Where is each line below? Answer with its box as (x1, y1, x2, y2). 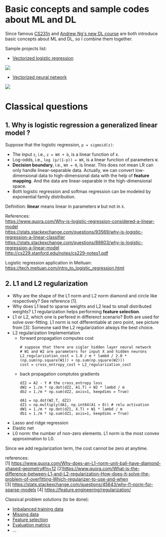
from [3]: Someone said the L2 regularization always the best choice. (12, 324, 154, 330)
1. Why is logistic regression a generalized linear (5, 121, 158, 129)
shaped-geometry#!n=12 (5, 465, 56, 471)
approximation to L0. (12, 435, 55, 441)
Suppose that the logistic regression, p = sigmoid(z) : (5, 141, 114, 147)
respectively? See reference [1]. (12, 298, 78, 304)
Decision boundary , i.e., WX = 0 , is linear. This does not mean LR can (12, 162, 154, 168)
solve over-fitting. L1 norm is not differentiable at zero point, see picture (12, 319, 159, 325)
